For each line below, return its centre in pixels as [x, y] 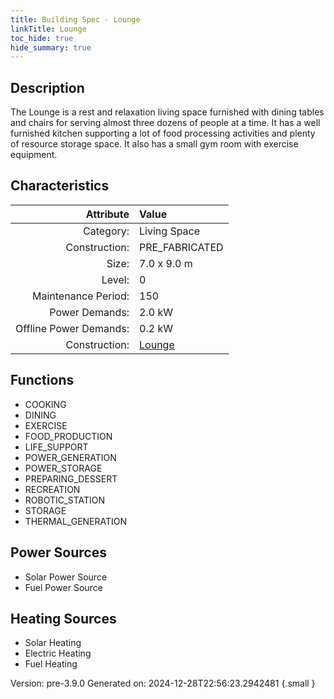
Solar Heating [53, 643]
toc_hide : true [42, 38]
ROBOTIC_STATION [65, 500]
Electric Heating [58, 653]
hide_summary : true [51, 47]
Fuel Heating [51, 664]
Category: [106, 231]
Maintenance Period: [81, 296]
